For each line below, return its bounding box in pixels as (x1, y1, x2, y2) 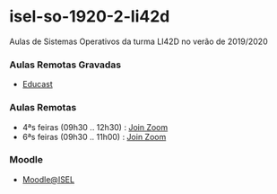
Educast (22, 79, 54, 90)
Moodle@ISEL (22, 173, 74, 185)
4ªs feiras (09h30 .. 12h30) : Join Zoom (22, 121, 169, 132)
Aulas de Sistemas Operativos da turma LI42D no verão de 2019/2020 (9, 36, 268, 47)
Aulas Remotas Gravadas (9, 58, 122, 71)
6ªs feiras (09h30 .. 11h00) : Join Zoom (22, 131, 167, 142)
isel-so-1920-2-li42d (9, 6, 170, 27)
